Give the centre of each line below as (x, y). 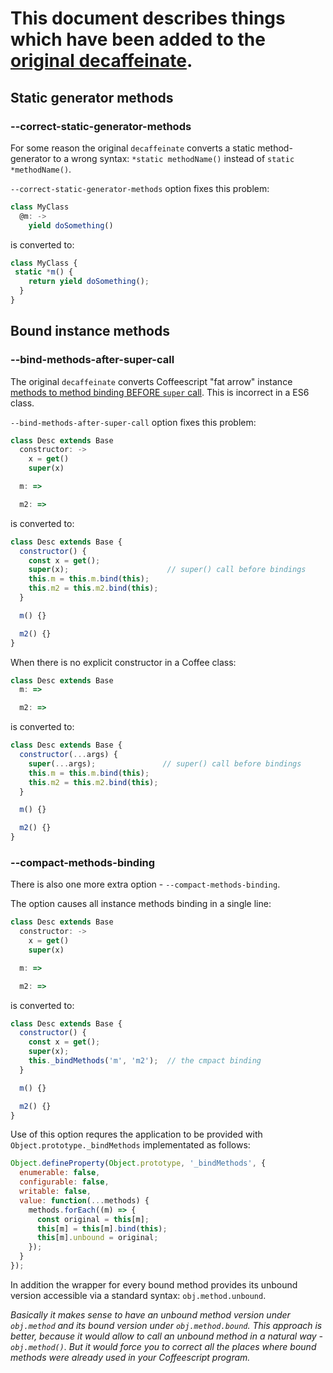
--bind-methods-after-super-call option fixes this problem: (133, 422)
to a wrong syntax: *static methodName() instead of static (174, 158)
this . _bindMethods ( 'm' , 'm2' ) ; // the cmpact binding (145, 1061)
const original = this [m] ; (93, 1219)
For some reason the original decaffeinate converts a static (133, 148)
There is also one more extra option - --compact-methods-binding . (145, 884)
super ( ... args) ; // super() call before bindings (165, 763)
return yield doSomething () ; (89, 282)
